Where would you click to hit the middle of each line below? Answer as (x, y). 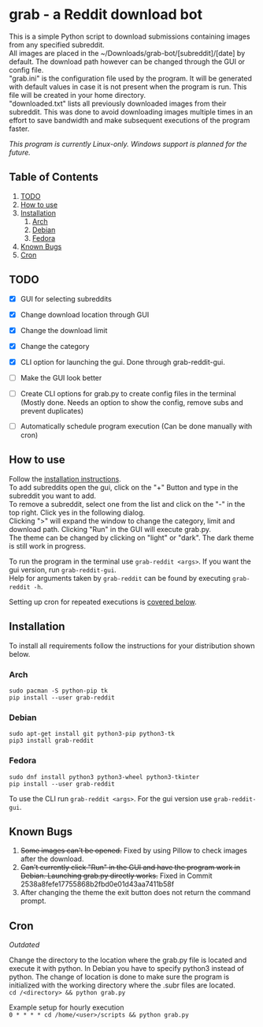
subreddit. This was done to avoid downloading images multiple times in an (131, 111)
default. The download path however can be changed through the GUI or (127, 62)
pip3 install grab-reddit (51, 741)
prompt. (33, 901)
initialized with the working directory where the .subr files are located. (122, 985)
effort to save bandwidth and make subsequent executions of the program (130, 120)
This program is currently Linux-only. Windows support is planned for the (128, 144)
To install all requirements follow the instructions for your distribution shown (132, 646)
